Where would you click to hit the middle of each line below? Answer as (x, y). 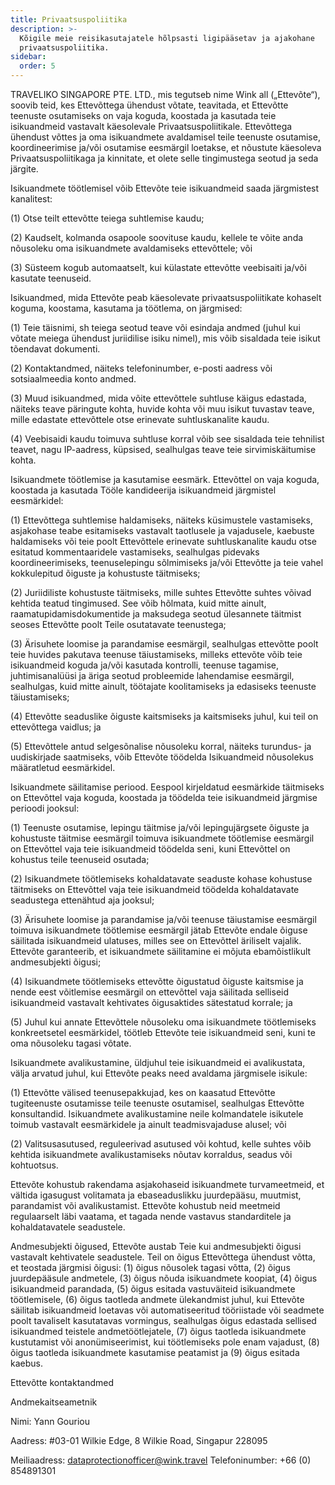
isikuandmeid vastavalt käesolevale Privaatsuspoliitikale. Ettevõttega (151, 126)
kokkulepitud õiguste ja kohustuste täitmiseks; (105, 573)
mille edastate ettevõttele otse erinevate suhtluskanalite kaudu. (140, 419)
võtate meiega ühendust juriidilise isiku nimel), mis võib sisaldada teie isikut (165, 338)
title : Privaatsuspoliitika (69, 19)
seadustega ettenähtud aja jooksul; (82, 900)
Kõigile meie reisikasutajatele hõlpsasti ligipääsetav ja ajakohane (167, 38)
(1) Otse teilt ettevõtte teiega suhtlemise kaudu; (107, 218)
